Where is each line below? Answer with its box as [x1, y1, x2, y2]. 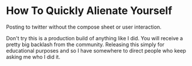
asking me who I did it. [6, 53, 60, 60]
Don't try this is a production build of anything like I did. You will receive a [6, 34, 183, 41]
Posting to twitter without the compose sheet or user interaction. [6, 23, 162, 30]
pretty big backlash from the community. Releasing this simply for [6, 41, 165, 48]
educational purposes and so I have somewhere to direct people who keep [6, 47, 186, 54]
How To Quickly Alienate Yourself [6, 4, 173, 18]
